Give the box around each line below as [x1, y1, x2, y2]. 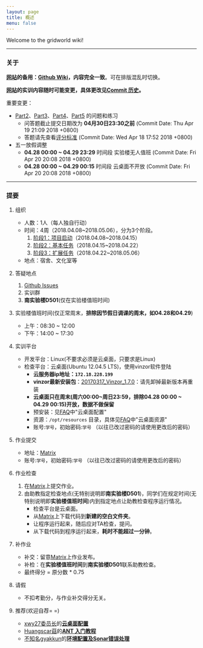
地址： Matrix [24, 449, 56, 456]
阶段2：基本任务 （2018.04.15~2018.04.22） [33, 241, 142, 248]
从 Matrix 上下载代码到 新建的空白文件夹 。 [33, 512, 134, 520]
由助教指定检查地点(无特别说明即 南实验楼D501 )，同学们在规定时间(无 [24, 490, 197, 497]
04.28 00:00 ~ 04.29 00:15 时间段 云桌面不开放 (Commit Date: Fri [24, 163, 190, 170]
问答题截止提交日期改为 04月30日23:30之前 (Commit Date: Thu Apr [24, 119, 194, 127]
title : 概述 [6, 15, 34, 21]
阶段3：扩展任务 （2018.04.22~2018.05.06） [33, 249, 143, 256]
